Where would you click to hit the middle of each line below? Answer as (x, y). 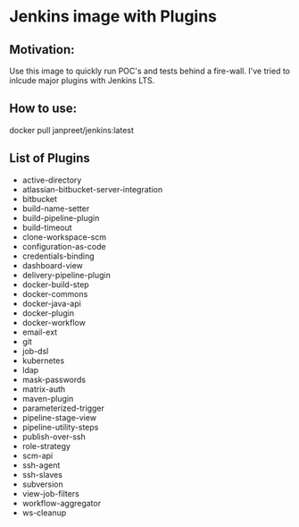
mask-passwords (54, 379)
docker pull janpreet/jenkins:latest (71, 130)
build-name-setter (56, 208)
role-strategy (46, 446)
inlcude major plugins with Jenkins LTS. (82, 81)
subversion (43, 484)
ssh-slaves (42, 474)
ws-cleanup (44, 513)
